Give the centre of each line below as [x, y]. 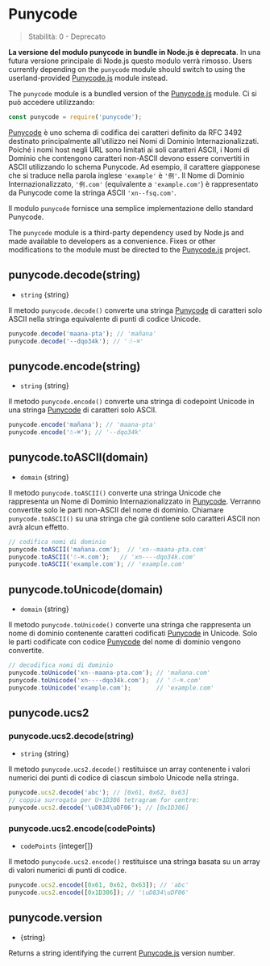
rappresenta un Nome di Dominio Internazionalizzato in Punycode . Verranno [135, 501]
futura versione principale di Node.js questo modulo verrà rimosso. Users [130, 61]
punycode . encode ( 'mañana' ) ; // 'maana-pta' [83, 425]
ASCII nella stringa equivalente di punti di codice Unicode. [105, 318]
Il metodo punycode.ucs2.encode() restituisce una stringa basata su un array [134, 862]
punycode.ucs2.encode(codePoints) [82, 828]
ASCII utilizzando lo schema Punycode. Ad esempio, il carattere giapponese [134, 167]
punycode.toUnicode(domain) [86, 590]
